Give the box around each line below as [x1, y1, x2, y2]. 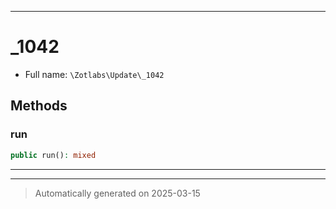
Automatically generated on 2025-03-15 [34, 187, 201, 199]
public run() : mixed [10, 150, 97, 160]
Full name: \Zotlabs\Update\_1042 [24, 68, 165, 80]
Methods [10, 97, 68, 115]
